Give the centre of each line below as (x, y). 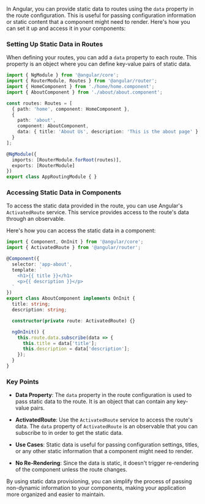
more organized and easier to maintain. (56, 494)
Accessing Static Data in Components (64, 193)
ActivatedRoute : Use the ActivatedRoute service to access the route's (104, 420)
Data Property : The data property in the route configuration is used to (103, 395)
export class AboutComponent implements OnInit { (71, 298)
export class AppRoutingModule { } (52, 177)
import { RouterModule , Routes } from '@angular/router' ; (82, 81)
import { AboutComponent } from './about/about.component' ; (85, 92)
